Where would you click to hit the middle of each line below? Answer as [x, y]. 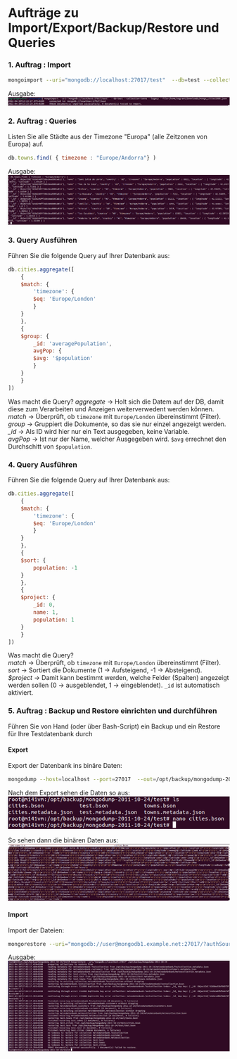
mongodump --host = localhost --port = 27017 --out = [82, 779]
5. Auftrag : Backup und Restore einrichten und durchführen [113, 711]
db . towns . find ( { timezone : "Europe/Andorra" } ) [82, 158]
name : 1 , [46, 612]
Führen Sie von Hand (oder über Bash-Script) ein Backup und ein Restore [114, 726]
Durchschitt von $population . [50, 446]
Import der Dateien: [36, 930]
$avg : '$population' [63, 359]
